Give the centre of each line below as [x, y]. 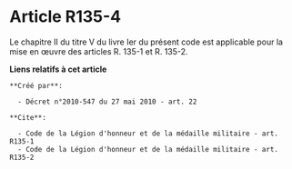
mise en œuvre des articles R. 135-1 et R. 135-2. [99, 51]
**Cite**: [28, 117]
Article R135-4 [65, 17]
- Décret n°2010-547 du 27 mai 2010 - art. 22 [107, 102]
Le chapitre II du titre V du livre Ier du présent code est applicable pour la [146, 42]
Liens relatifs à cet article [58, 69]
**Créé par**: [36, 85]
